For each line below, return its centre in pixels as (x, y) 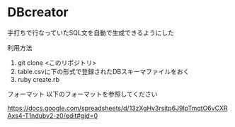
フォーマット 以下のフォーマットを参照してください (82, 94)
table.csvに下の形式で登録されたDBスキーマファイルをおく (103, 71)
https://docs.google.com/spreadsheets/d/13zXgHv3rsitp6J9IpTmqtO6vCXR (117, 108)
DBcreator (38, 12)
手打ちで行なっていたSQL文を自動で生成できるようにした (91, 32)
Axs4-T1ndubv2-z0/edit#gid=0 (52, 115)
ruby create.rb (39, 79)
